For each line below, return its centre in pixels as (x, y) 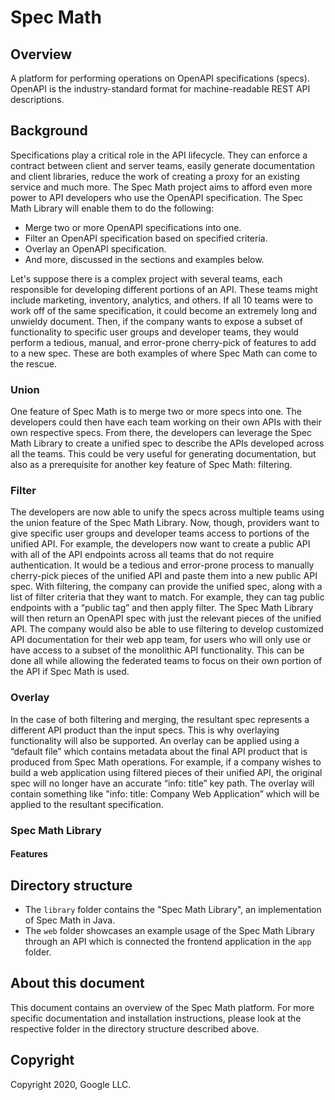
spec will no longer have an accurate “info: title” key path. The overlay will (162, 783)
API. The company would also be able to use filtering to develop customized (167, 629)
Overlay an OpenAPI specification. (95, 248)
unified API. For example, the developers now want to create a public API (160, 544)
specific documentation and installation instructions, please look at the (156, 1018)
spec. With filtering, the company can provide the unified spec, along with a (166, 587)
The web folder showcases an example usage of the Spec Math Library (169, 931)
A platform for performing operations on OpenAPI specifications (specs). (160, 78)
